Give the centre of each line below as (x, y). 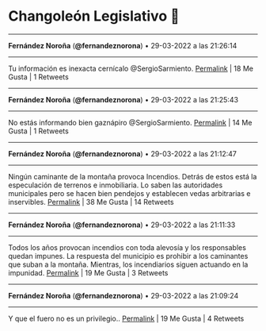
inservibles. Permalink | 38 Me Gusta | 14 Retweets (91, 202)
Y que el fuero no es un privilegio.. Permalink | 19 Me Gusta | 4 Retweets (126, 318)
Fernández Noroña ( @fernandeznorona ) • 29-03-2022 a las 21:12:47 (123, 153)
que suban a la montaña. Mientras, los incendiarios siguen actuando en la (128, 264)
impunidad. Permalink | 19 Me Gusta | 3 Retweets (88, 272)
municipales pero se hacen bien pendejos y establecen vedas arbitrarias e (129, 193)
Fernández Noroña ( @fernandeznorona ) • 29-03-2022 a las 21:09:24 (123, 295)
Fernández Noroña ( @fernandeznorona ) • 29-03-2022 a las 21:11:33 (122, 225)
